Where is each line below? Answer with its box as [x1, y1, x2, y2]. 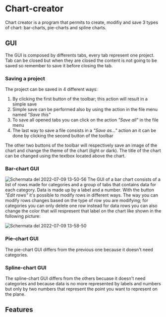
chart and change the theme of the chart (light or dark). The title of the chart [5, 148, 161, 154]
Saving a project [5, 75, 46, 82]
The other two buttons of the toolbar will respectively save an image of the [5, 142, 158, 149]
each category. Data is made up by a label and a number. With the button [5, 187, 155, 193]
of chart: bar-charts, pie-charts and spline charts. [5, 24, 107, 30]
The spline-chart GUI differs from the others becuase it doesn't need [5, 275, 146, 281]
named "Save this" [12, 112, 51, 118]
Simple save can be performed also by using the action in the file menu [12, 106, 158, 112]
